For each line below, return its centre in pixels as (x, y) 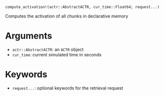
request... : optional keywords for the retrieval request (67, 88)
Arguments (29, 36)
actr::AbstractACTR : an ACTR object (48, 49)
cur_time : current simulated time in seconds (57, 54)
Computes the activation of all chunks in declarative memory (67, 16)
